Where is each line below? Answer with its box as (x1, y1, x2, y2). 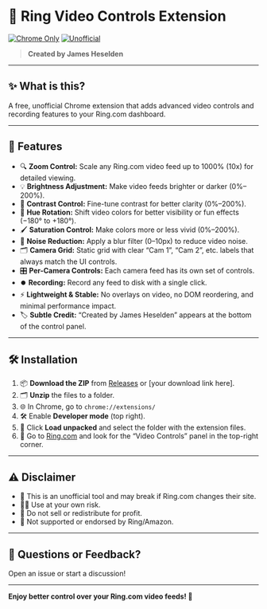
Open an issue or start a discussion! (8, 569, 126, 578)
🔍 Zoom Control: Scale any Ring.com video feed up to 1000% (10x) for (19, 161, 254, 171)
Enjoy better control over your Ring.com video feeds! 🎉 (8, 591, 193, 601)
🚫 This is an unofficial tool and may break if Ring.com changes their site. (19, 492, 257, 501)
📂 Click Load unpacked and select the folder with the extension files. (19, 422, 246, 433)
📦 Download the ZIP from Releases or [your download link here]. (19, 379, 235, 388)
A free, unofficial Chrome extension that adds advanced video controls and (8, 100, 254, 110)
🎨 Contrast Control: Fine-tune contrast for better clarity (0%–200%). (19, 198, 246, 208)
